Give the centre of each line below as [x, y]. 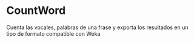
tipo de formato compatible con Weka [53, 33]
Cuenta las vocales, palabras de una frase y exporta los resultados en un [98, 27]
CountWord [36, 11]
